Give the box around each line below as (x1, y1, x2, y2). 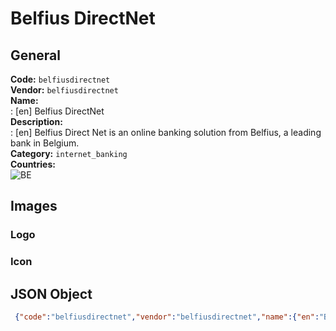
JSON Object (10, 285, 93, 302)
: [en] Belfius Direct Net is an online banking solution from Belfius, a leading (10, 127, 322, 138)
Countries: (10, 158, 56, 170)
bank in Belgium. (10, 137, 80, 149)
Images (10, 198, 58, 215)
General (10, 47, 62, 64)
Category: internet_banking (10, 148, 128, 159)
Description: (10, 116, 63, 127)
